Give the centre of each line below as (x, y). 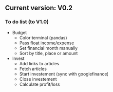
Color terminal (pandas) (43, 37)
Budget (19, 32)
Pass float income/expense (47, 43)
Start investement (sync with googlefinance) (64, 74)
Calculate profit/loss (39, 84)
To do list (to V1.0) (27, 22)
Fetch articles (33, 69)
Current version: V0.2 (39, 8)
